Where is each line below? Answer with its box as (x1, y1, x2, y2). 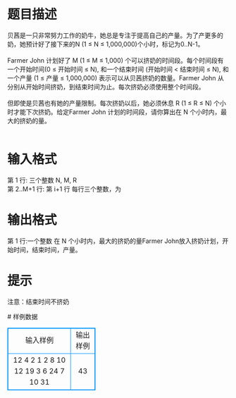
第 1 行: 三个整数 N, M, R (7, 175, 77, 184)
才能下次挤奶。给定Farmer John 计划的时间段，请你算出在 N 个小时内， (13, 107, 221, 116)
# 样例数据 (7, 312, 38, 321)
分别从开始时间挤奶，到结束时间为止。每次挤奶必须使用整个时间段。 (7, 82, 205, 91)
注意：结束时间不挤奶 (7, 297, 69, 306)
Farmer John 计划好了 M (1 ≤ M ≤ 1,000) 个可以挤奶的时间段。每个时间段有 (7, 56, 224, 64)
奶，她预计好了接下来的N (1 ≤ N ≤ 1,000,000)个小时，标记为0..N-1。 (7, 39, 204, 48)
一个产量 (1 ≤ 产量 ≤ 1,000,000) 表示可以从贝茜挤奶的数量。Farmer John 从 (7, 73, 224, 82)
